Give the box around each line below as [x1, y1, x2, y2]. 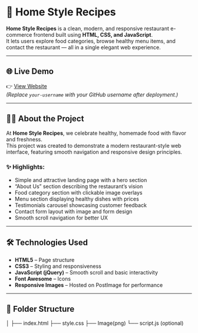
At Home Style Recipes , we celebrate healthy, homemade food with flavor [6, 130, 187, 137]
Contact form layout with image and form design [14, 208, 133, 215]
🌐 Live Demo [6, 66, 54, 76]
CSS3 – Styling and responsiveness [14, 263, 101, 270]
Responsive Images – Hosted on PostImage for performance [14, 281, 163, 289]
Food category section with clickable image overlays [14, 189, 143, 196]
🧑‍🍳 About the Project [6, 114, 84, 124]
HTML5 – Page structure [14, 256, 75, 263]
